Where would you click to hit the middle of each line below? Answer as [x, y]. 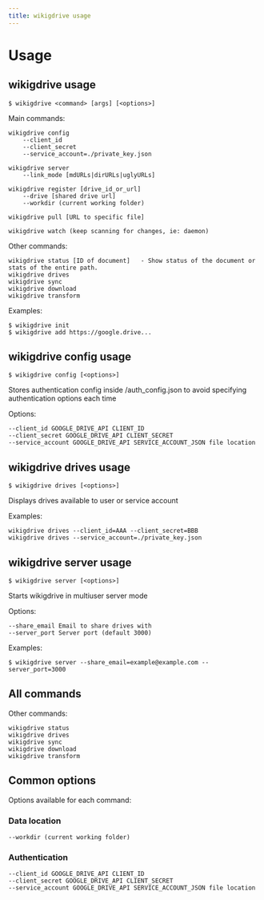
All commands [45, 694]
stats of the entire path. [53, 268]
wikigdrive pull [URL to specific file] [77, 217]
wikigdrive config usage [70, 357]
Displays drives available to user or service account [93, 501]
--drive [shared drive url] [69, 196]
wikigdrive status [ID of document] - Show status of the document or [132, 260]
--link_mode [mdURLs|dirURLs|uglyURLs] [89, 175]
